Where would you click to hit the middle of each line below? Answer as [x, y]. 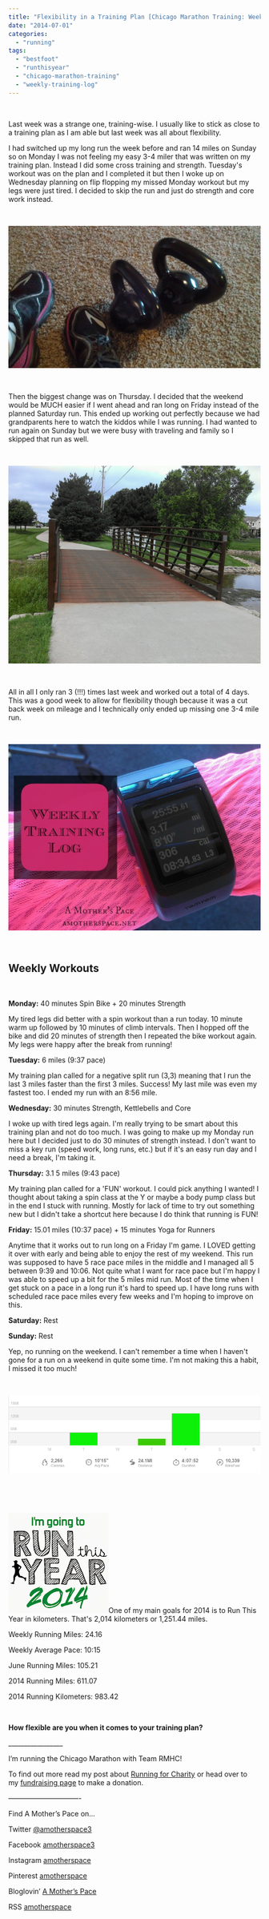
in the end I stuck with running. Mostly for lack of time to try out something [131, 1205]
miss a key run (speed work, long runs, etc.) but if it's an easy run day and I [133, 1149]
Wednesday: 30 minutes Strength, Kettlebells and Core [100, 1108]
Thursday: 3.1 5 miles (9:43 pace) [64, 1173]
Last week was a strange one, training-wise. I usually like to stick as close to [134, 123]
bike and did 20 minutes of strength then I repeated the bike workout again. [133, 1036]
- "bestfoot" [37, 59]
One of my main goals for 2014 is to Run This [183, 1610]
